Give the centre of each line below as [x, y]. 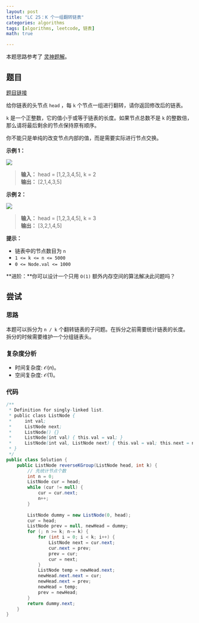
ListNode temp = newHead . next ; [76, 570]
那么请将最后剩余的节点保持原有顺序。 [53, 125]
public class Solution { [37, 460]
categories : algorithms [36, 23]
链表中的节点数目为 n [40, 251]
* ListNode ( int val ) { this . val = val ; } [66, 438]
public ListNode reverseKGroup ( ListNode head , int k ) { [87, 465]
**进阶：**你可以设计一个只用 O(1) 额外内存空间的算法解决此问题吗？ [91, 276]
